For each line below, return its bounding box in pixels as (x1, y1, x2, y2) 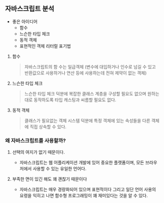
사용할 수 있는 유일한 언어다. (32, 166, 87, 172)
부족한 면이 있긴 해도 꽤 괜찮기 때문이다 (12, 176, 87, 182)
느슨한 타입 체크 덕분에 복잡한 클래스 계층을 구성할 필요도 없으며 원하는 (24, 90, 160, 96)
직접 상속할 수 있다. (29, 124, 67, 130)
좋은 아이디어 (12, 19, 38, 24)
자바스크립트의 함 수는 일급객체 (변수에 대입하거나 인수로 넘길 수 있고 (24, 64, 156, 69)
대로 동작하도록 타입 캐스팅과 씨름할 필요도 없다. (24, 97, 116, 103)
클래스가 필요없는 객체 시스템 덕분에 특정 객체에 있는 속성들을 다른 (24, 117, 151, 123)
